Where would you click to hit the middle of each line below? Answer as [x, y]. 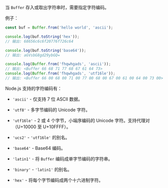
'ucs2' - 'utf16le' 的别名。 [41, 137]
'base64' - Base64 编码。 [39, 148]
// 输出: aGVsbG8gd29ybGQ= [33, 55]
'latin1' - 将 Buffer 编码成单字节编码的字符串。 [62, 159]
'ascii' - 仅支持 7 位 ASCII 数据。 [47, 99]
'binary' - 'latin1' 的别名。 [42, 169]
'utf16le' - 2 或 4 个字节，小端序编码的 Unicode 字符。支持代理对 [81, 120]
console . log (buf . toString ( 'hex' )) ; [42, 37]
